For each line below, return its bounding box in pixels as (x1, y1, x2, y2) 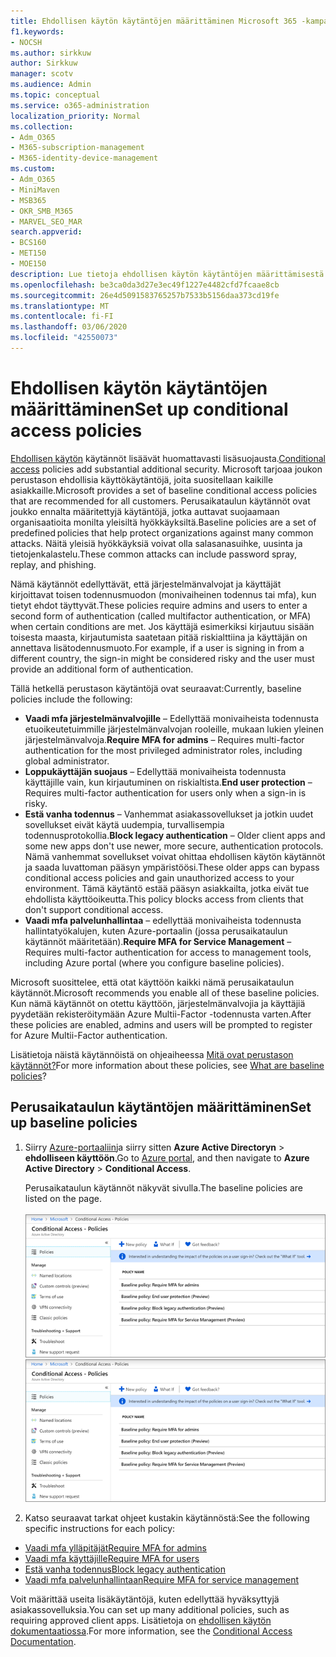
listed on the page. (24, 1192, 102, 1204)
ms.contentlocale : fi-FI (10, 311, 114, 322)
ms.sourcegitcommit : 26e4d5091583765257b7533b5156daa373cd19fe (10, 290, 280, 300)
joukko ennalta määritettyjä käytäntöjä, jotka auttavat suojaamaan (10, 505, 280, 517)
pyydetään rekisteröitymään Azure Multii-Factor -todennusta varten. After (10, 1008, 312, 1020)
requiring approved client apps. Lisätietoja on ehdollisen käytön (10, 1615, 272, 1627)
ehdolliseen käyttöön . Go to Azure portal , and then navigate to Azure (24, 1151, 310, 1164)
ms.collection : (10, 121, 74, 132)
